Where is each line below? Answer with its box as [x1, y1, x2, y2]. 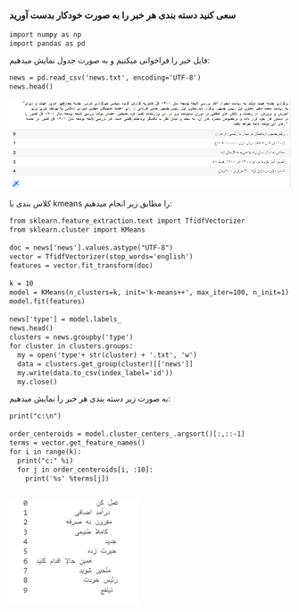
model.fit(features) [9, 296, 87, 306]
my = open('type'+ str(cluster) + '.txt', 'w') [17, 350, 198, 360]
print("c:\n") [9, 412, 62, 421]
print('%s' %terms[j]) [25, 474, 110, 483]
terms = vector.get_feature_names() [9, 438, 145, 447]
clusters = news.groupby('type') [9, 332, 134, 342]
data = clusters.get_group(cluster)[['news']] [17, 359, 194, 369]
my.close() [17, 377, 58, 387]
